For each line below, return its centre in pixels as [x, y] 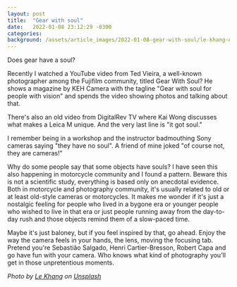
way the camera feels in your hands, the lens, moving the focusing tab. [110, 241]
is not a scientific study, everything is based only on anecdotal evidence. [113, 182]
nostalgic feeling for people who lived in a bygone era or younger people [113, 204]
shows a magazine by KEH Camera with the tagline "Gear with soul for [109, 89]
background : [25, 40]
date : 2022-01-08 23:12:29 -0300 [60, 27]
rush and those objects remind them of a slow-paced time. [105, 219]
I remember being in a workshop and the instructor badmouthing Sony [109, 139]
